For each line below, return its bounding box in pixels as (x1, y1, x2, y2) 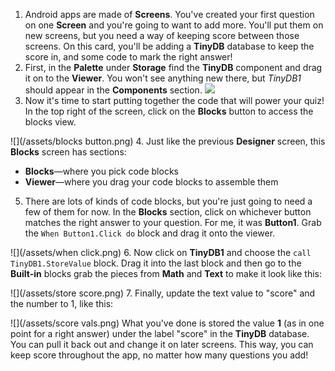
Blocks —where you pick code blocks (24, 165, 179, 177)
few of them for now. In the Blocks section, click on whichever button (24, 206, 312, 218)
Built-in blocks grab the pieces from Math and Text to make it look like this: (10, 268, 323, 279)
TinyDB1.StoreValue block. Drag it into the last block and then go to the (10, 257, 302, 269)
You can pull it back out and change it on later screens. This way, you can (10, 339, 314, 350)
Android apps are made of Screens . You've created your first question (24, 9, 315, 20)
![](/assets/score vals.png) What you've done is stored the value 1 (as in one (10, 317, 325, 329)
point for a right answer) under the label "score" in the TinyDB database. (10, 328, 310, 339)
